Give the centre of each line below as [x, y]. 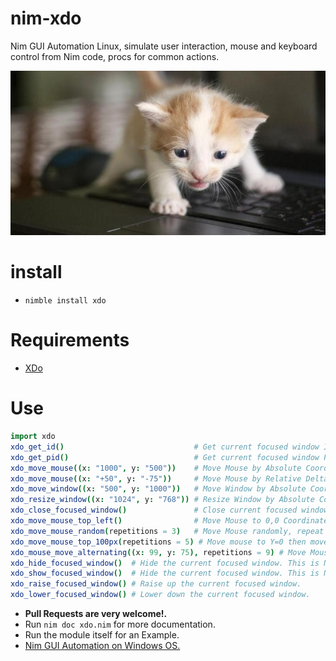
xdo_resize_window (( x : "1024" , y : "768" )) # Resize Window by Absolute [162, 500]
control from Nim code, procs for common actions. [115, 56]
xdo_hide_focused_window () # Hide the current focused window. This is [165, 563]
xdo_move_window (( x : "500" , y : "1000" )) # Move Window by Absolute [158, 489]
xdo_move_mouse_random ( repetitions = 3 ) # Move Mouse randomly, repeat [167, 531]
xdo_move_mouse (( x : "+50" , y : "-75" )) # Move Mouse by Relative [156, 478]
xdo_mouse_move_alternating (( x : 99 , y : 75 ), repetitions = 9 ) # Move [158, 552]
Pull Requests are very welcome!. [96, 614]
